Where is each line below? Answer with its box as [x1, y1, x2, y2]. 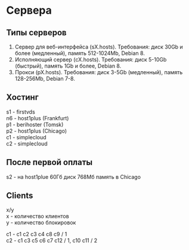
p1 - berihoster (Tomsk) [6, 121, 64, 128]
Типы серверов [6, 28, 67, 38]
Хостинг [6, 92, 39, 102]
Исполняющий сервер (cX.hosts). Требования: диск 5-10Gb [14, 56, 167, 63]
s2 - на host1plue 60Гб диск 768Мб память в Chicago [6, 173, 141, 180]
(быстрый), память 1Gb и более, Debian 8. [14, 62, 122, 69]
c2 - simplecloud [6, 140, 48, 147]
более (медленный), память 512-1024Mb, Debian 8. [14, 50, 145, 57]
